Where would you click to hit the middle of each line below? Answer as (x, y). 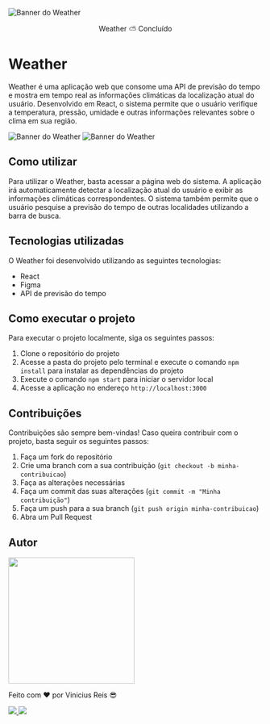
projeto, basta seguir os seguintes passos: (79, 442)
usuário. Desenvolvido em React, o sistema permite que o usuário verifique (133, 103)
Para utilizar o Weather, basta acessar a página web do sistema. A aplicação (135, 181)
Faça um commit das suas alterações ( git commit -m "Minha (120, 492)
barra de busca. (35, 216)
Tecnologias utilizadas (66, 241)
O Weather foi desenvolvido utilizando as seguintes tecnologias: (115, 260)
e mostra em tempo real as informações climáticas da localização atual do (131, 95)
